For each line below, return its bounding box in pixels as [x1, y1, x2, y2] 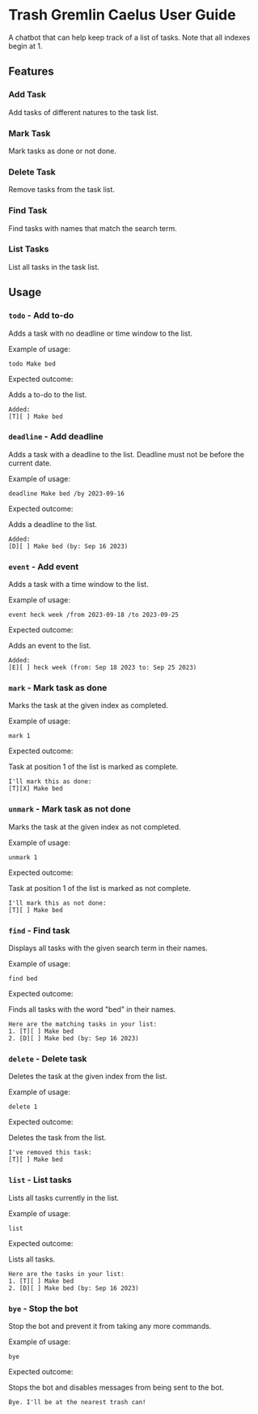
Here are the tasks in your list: [8, 1270, 125, 1278]
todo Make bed [8, 359, 57, 368]
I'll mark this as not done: [8, 898, 107, 907]
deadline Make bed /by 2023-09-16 [8, 489, 125, 498]
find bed [8, 975, 38, 983]
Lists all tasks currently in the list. [8, 1193, 120, 1202]
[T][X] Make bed [8, 785, 63, 793]
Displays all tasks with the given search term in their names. [8, 943, 209, 953]
